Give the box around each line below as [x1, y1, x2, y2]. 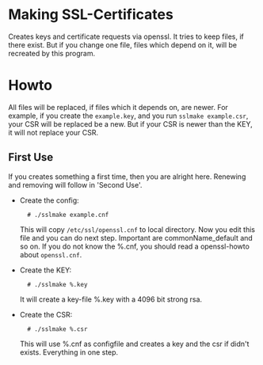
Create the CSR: [19, 310, 73, 319]
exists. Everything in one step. [19, 347, 119, 357]
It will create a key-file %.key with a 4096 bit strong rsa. [19, 295, 203, 304]
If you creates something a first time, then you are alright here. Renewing [8, 172, 246, 181]
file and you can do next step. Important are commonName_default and [19, 233, 253, 242]
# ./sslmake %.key [27, 280, 88, 288]
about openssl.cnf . [19, 249, 82, 259]
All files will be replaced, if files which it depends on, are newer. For [8, 102, 228, 112]
